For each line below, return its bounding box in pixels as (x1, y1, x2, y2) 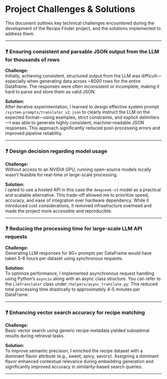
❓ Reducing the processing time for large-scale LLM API (5, 225, 143, 232)
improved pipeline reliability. (5, 130, 63, 136)
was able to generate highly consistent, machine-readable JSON (11, 120, 144, 126)
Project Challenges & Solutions (5, 3, 136, 15)
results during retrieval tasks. (5, 333, 65, 339)
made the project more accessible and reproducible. (5, 208, 113, 214)
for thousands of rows (5, 56, 60, 63)
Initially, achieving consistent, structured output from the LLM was (5, 73, 141, 79)
